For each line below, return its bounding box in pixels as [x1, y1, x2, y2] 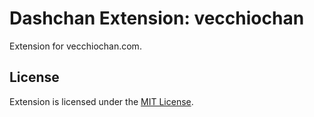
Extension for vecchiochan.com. [9, 40, 142, 52]
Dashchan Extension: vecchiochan [9, 7, 305, 30]
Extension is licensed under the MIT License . [9, 95, 194, 107]
